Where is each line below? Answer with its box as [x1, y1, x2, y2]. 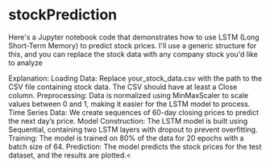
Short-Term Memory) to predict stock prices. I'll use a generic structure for [8, 40, 257, 50]
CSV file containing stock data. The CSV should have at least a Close [8, 82, 238, 92]
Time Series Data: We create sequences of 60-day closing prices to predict [8, 107, 260, 117]
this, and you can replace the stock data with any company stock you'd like [8, 49, 258, 59]
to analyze [8, 58, 43, 68]
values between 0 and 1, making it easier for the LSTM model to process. [8, 99, 251, 109]
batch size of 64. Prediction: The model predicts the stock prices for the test [8, 141, 262, 151]
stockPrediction [8, 6, 118, 24]
